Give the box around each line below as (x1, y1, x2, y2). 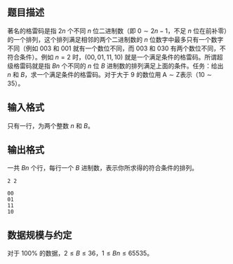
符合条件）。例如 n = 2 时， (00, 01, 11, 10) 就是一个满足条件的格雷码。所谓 (7, 53, 218, 61)
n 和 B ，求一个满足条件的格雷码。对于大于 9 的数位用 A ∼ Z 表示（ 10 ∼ (7, 70, 213, 78)
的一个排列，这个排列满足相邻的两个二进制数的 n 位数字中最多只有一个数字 (7, 35, 224, 43)
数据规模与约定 (7, 229, 72, 241)
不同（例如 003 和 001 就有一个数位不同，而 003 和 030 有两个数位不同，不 (7, 44, 226, 53)
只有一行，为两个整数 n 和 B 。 (7, 121, 95, 130)
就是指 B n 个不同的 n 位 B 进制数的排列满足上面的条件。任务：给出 (31, 62, 224, 70)
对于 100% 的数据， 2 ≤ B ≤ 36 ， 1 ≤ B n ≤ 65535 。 (7, 249, 153, 258)
